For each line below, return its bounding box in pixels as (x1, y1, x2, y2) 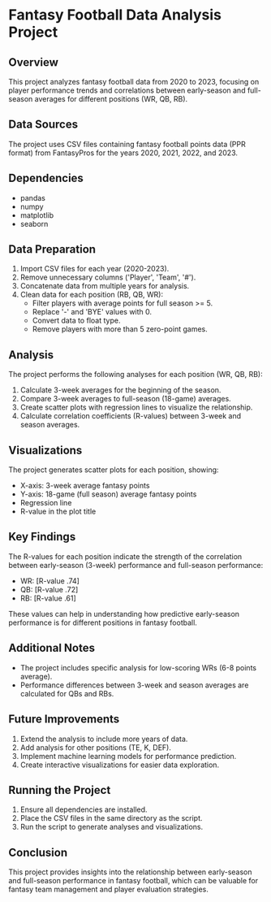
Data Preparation (8, 242, 96, 257)
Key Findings (8, 530, 76, 544)
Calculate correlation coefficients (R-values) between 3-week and (19, 411, 242, 421)
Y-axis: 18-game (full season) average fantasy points (19, 489, 197, 499)
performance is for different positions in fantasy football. (8, 618, 197, 627)
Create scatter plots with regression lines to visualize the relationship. (19, 402, 253, 412)
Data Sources (8, 118, 79, 132)
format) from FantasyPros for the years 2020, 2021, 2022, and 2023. (8, 148, 238, 158)
